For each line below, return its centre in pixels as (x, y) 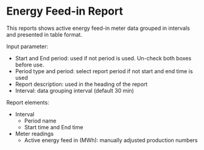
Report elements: (28, 102)
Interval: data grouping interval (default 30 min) (74, 90)
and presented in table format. (44, 34)
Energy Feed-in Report (65, 11)
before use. (30, 65)
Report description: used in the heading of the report (81, 84)
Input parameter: (27, 46)
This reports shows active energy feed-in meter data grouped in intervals (98, 28)
